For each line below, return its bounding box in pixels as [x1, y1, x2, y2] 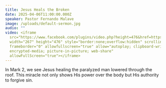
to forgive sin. [5, 77, 33, 83]
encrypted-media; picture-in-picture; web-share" [9, 48, 114, 53]
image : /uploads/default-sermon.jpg [5, 21, 81, 26]
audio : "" [5, 26, 26, 31]
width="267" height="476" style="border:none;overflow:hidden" [9, 40, 142, 44]
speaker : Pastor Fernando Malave [5, 16, 74, 21]
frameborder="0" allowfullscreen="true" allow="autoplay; [9, 44, 132, 49]
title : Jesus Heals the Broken [5, 7, 70, 12]
